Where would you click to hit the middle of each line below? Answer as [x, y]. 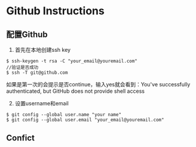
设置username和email [42, 103]
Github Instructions [55, 11]
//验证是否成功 [22, 67]
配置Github [27, 34]
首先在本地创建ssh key [42, 50]
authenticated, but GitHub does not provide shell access [76, 91]
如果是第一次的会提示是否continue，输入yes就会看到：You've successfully [98, 84]
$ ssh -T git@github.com [37, 73]
